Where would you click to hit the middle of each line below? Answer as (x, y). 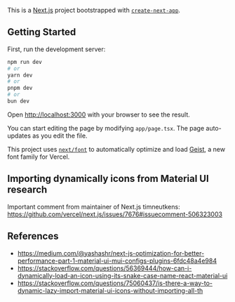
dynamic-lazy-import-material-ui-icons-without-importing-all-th (110, 290)
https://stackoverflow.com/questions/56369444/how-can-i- (105, 268)
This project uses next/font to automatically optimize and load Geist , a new (116, 149)
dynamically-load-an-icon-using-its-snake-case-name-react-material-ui (122, 275)
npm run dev (25, 62)
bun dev (19, 101)
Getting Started (42, 32)
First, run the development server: (56, 49)
